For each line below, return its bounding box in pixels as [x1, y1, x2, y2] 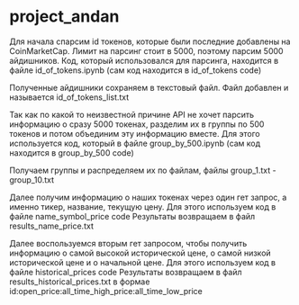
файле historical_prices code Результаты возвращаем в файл [9, 266, 242, 277]
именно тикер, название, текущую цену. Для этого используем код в [9, 201, 276, 212]
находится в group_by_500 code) [9, 147, 135, 158]
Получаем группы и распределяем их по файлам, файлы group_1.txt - [9, 165, 276, 175]
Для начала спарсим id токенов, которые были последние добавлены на [9, 36, 291, 47]
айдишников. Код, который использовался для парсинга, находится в [9, 55, 279, 66]
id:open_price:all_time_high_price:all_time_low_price [9, 285, 203, 296]
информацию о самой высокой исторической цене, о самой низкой [9, 247, 272, 258]
